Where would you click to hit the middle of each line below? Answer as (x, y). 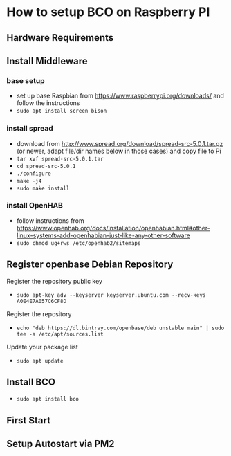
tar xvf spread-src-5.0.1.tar (60, 159)
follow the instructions (48, 103)
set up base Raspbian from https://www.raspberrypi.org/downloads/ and (120, 96)
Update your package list (42, 347)
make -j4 (29, 181)
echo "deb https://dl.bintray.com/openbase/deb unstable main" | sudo (120, 328)
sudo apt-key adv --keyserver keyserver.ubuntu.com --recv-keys (111, 295)
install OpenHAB (35, 206)
